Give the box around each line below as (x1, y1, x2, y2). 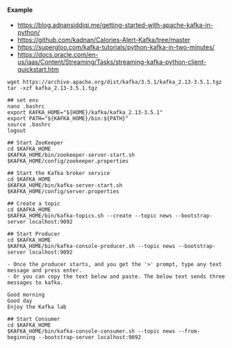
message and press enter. (7, 267, 82, 274)
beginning (7, 334, 36, 341)
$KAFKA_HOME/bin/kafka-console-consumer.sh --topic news (7, 328, 176, 335)
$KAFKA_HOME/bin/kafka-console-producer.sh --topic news (7, 243, 176, 250)
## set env (7, 97, 39, 104)
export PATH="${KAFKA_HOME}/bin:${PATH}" (7, 115, 129, 122)
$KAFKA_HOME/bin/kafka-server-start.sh (7, 182, 123, 189)
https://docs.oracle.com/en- (17, 51, 99, 59)
